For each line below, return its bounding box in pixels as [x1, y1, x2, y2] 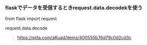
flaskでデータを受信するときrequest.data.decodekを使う [5, 4, 143, 11]
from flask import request [5, 16, 57, 22]
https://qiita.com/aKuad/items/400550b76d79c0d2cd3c [17, 35, 132, 41]
